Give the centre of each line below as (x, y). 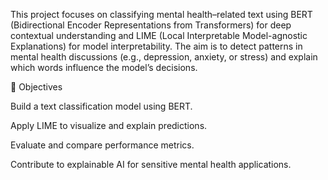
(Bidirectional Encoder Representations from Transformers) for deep (151, 25)
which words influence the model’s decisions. (104, 67)
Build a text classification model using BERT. (101, 106)
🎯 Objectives (36, 87)
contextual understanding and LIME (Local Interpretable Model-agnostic (159, 35)
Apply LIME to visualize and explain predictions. (109, 125)
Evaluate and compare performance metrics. (102, 145)
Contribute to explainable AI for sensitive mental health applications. (151, 164)
